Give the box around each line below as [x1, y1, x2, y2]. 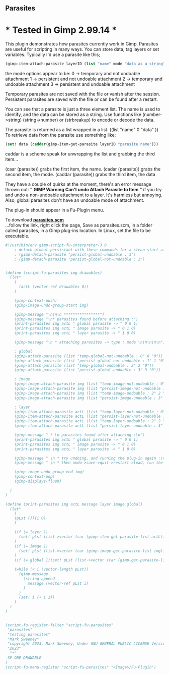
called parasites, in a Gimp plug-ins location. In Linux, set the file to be [5, 228, 151, 234]
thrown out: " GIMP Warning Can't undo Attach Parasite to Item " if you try [5, 187, 162, 193]
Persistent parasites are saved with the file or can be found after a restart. [5, 96, 158, 102]
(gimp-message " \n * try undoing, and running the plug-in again [14, 456, 156, 461]
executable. [5, 233, 30, 239]
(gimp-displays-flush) [14, 479, 62, 484]
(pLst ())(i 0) [14, 516, 46, 521]
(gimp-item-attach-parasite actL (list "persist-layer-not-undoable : [14, 414, 165, 419]
